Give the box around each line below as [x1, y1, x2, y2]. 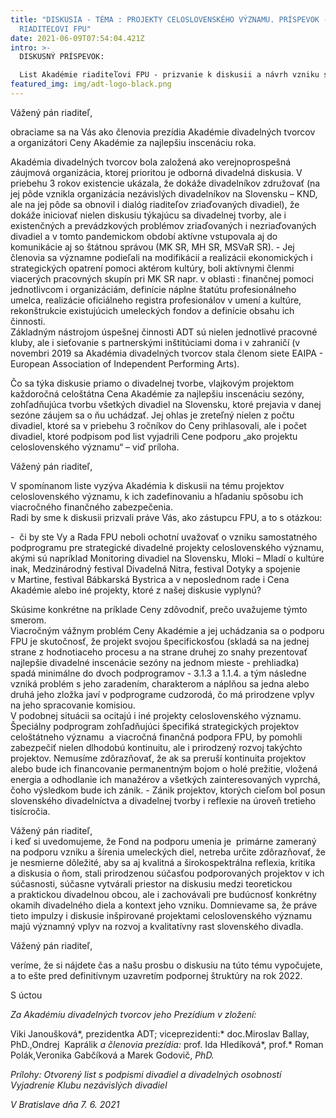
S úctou [10, 989, 43, 1001]
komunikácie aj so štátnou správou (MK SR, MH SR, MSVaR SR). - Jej [10, 241, 295, 253]
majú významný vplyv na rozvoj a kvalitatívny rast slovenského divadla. [10, 920, 304, 932]
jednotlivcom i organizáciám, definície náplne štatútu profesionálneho [10, 283, 297, 295]
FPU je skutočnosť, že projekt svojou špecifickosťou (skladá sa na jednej [10, 635, 310, 647]
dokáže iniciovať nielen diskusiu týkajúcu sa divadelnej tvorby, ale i [10, 209, 287, 221]
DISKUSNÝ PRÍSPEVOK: [19, 52, 105, 62]
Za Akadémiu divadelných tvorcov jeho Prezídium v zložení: [10, 1008, 257, 1020]
